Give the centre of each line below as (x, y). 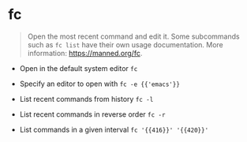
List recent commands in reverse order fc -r (92, 114)
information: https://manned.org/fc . (85, 53)
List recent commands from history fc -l (86, 99)
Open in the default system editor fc (79, 68)
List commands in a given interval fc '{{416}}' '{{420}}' (114, 129)
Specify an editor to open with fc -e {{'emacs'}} (99, 84)
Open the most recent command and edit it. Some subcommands (133, 36)
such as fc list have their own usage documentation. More (125, 44)
